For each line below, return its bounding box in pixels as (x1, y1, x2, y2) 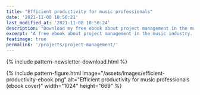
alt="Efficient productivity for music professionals (67, 75, 190, 83)
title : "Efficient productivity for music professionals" (6, 8, 153, 15)
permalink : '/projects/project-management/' (6, 42, 118, 48)
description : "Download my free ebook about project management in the (6, 25, 187, 31)
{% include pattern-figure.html (6, 69, 82, 77)
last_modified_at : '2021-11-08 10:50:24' (6, 20, 111, 26)
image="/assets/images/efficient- (82, 69, 165, 77)
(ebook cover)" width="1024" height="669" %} (6, 82, 122, 89)
